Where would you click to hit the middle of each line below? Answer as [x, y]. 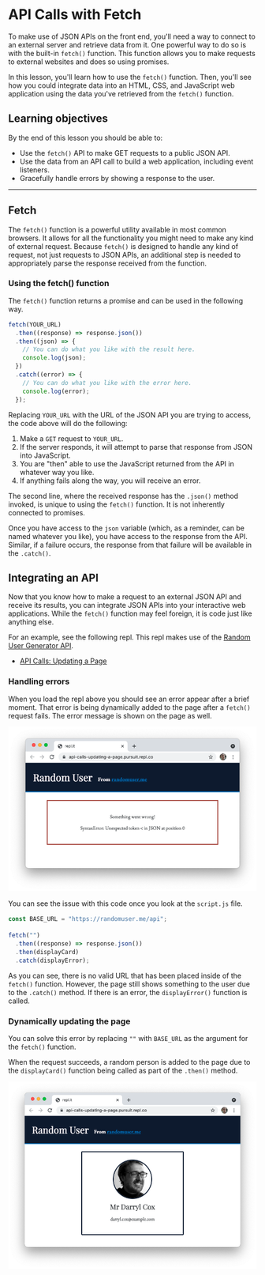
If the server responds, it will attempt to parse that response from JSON [136, 447]
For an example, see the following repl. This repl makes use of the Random [129, 637]
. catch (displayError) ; [52, 960]
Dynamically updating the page [69, 1021]
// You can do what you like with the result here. [109, 349]
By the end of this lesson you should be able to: [86, 138]
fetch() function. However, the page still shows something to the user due [129, 984]
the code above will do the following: [68, 423]
